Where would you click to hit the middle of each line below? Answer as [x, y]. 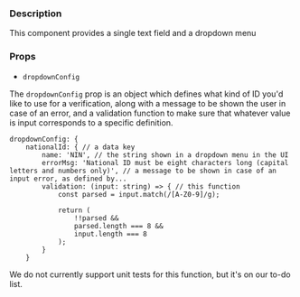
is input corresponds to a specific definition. [91, 122]
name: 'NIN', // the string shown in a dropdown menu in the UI [165, 155]
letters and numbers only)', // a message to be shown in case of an [143, 171]
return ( [74, 210]
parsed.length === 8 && [119, 226]
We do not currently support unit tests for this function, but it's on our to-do [150, 274]
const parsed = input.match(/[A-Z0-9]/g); [139, 194]
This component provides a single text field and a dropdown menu [133, 33]
